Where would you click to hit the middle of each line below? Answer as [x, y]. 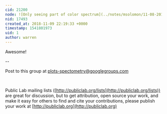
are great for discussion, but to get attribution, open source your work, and [82, 96]
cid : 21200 [16, 10]
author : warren [21, 38]
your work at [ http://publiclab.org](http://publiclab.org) [61, 106]
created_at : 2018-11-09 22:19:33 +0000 [46, 24]
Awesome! [16, 52]
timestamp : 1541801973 [29, 28]
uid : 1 [12, 33]
